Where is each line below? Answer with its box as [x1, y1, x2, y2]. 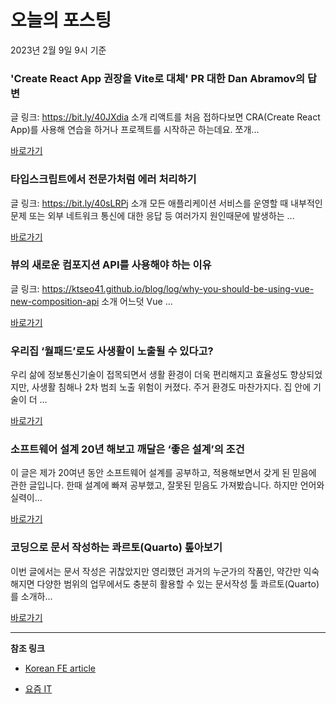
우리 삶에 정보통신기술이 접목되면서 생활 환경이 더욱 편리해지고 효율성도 [10, 369, 288, 381]
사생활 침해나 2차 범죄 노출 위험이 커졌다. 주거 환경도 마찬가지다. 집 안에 [31, 381, 312, 393]
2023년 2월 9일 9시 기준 [10, 44, 107, 56]
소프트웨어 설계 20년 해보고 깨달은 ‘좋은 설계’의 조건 [10, 442, 245, 456]
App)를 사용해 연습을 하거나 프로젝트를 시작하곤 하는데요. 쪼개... [10, 124, 260, 136]
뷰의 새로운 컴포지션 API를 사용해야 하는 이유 [10, 258, 212, 272]
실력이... [10, 492, 43, 504]
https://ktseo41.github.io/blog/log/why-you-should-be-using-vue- [41, 282, 315, 295]
